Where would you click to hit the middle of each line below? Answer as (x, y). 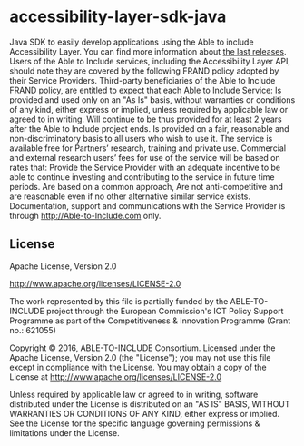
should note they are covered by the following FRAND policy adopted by (144, 71)
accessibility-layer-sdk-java (118, 17)
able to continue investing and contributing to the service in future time (142, 177)
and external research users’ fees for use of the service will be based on (145, 157)
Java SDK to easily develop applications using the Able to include (132, 42)
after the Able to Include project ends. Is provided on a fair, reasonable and (149, 128)
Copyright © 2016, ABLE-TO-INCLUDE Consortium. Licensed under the (142, 348)
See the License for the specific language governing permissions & (135, 423)
